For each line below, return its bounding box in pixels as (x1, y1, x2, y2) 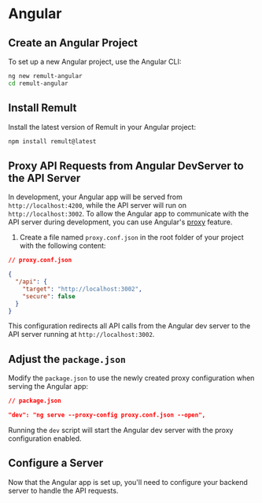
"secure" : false (22, 292, 76, 300)
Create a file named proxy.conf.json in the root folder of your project (19, 233, 244, 242)
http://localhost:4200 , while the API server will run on (8, 201, 187, 210)
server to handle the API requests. (8, 486, 119, 495)
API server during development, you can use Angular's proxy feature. (8, 217, 233, 227)
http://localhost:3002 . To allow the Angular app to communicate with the (8, 209, 249, 219)
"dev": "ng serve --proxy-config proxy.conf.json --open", (8, 411, 206, 420)
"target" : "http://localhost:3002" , (22, 285, 143, 293)
